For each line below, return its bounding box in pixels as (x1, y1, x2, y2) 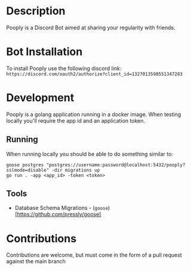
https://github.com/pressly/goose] (17, 211, 101, 218)
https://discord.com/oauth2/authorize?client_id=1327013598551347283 (6, 71, 183, 77)
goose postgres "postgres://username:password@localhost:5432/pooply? (6, 162, 186, 168)
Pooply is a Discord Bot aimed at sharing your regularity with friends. (6, 24, 175, 31)
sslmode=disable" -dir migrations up (6, 167, 100, 173)
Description (6, 4, 66, 18)
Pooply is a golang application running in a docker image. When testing (6, 111, 181, 118)
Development (6, 91, 75, 105)
